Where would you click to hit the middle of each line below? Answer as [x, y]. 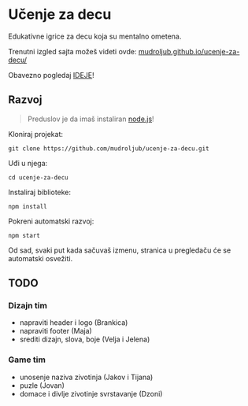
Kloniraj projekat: [36, 134]
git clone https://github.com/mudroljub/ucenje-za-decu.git [109, 148]
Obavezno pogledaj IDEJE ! [51, 75]
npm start [24, 235]
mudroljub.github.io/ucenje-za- [189, 51]
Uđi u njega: [28, 163]
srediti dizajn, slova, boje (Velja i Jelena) [85, 339]
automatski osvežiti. [41, 258]
